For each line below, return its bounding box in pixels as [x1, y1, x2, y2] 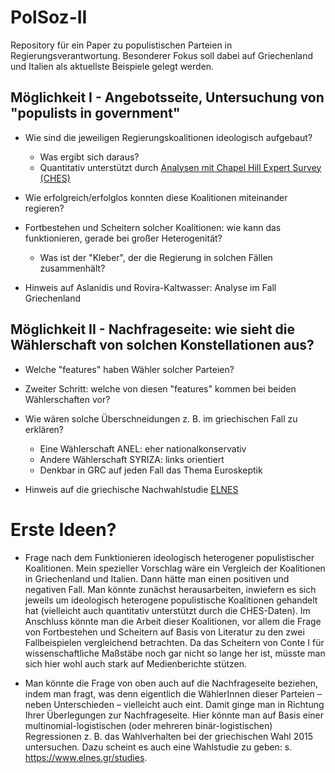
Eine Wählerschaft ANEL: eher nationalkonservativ [39, 442, 247, 455]
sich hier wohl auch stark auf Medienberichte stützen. [24, 657, 248, 670]
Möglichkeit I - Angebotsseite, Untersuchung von [10, 89, 325, 106]
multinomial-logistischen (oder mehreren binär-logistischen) [24, 719, 273, 731]
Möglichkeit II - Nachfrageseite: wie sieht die [10, 321, 295, 338]
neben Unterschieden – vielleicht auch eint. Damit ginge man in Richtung [24, 698, 325, 710]
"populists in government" [10, 105, 181, 122]
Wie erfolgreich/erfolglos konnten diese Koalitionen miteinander [24, 191, 288, 203]
